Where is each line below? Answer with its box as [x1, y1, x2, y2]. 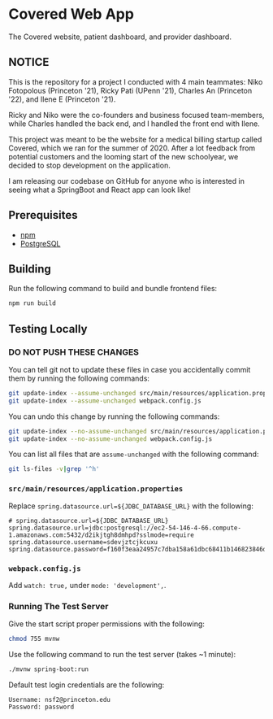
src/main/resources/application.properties [8, 485, 184, 494]
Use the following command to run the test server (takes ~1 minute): [8, 650, 236, 660]
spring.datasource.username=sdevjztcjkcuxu [8, 538, 158, 546]
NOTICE [8, 55, 50, 69]
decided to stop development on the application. [8, 160, 171, 170]
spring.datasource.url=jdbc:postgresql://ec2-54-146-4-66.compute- [8, 524, 242, 532]
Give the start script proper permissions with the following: [8, 619, 206, 629]
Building [8, 262, 51, 276]
